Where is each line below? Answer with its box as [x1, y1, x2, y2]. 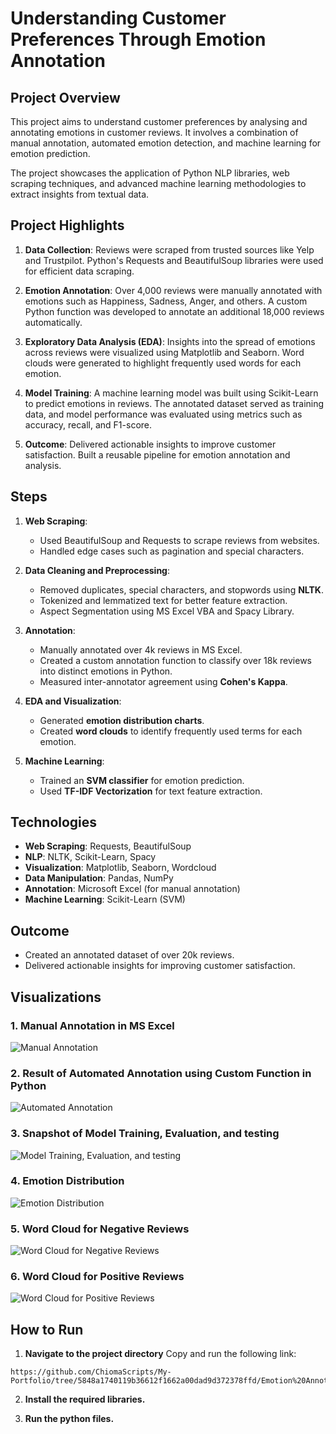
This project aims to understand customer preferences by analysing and [10, 116, 308, 127]
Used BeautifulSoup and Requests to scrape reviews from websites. [39, 534, 320, 546]
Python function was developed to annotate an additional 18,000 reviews [24, 305, 325, 317]
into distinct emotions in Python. [39, 665, 173, 677]
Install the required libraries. [24, 1393, 146, 1406]
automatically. [24, 316, 83, 328]
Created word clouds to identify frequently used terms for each [39, 725, 303, 737]
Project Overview [10, 89, 121, 106]
